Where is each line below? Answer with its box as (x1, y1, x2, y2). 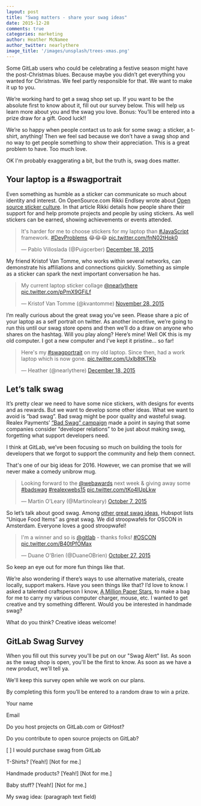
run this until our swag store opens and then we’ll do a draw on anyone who (6, 324, 194, 331)
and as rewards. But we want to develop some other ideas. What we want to (6, 407, 194, 414)
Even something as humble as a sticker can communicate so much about (6, 190, 187, 197)
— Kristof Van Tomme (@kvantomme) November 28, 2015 (20, 300, 164, 307)
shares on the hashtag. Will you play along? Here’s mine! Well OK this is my (6, 330, 192, 337)
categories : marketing (6, 31, 63, 37)
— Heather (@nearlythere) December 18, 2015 (20, 366, 136, 374)
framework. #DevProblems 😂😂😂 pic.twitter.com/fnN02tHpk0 (20, 234, 178, 241)
